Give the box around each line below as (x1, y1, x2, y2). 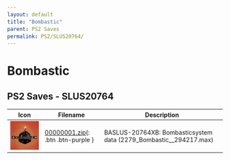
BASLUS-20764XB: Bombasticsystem (103, 128, 213, 137)
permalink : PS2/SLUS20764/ (7, 33, 84, 40)
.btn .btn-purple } (44, 135, 94, 144)
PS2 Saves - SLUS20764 (7, 90, 114, 102)
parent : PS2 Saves (7, 25, 60, 32)
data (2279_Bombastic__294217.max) (103, 135, 214, 144)
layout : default (7, 11, 53, 18)
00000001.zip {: (44, 128, 90, 137)
